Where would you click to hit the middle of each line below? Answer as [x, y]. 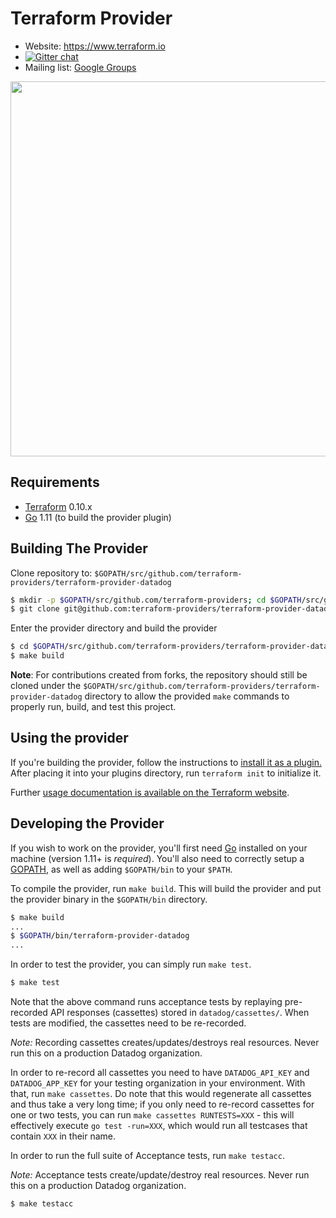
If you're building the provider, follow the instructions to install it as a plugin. [166, 762]
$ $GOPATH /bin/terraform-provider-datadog [100, 936]
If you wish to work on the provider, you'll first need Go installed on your [159, 848]
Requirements [55, 482]
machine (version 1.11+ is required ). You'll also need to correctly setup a [157, 858]
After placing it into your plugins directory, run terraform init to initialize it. [166, 773]
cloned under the [46, 686]
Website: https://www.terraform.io [95, 46]
